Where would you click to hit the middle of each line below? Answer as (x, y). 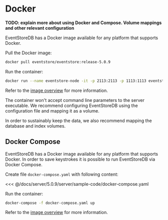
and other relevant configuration (40, 28)
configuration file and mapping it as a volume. (52, 111)
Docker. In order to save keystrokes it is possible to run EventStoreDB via (80, 159)
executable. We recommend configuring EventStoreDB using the (72, 105)
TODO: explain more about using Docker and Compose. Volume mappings (83, 23)
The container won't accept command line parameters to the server (75, 100)
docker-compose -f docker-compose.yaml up (50, 203)
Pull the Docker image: (28, 53)
